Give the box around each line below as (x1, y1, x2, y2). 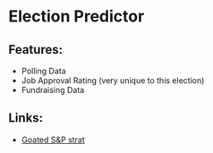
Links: (8, 110, 44, 126)
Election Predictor (8, 6, 145, 27)
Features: (8, 42, 64, 57)
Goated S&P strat (21, 134, 86, 145)
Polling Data (21, 65, 66, 76)
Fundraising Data (21, 85, 85, 95)
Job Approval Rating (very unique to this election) (21, 75, 205, 86)
